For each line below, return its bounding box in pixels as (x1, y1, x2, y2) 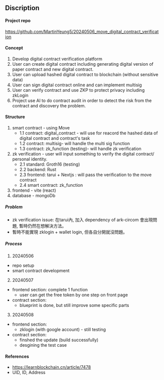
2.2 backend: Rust (19, 167, 56, 172)
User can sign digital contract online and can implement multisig (12, 82, 142, 88)
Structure (5, 114, 25, 120)
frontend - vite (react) (12, 187, 56, 193)
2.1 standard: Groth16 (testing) (19, 161, 80, 167)
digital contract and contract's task (19, 135, 90, 141)
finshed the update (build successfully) (19, 337, 99, 343)
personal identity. (12, 156, 47, 162)
